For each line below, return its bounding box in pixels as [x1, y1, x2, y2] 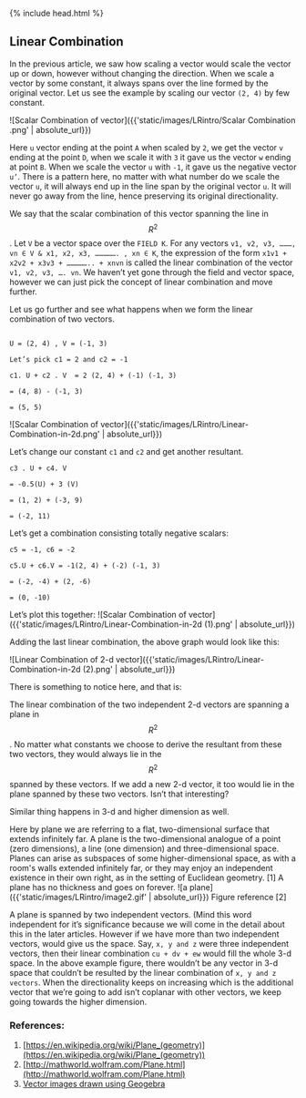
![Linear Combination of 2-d [9, 654, 114, 665]
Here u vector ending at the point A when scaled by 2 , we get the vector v [9, 141, 284, 153]
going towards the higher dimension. [9, 996, 148, 1007]
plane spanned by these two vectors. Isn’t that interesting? [9, 788, 229, 799]
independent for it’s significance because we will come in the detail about [9, 918, 285, 929]
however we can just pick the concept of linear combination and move [9, 277, 273, 288]
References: [9, 1019, 66, 1031]
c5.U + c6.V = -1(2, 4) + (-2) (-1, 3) [9, 561, 161, 570]
